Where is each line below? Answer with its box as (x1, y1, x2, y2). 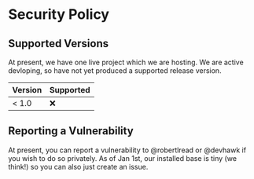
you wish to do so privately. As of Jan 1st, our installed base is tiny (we (8, 153, 237, 163)
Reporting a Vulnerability (8, 124, 134, 138)
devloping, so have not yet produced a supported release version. (8, 66, 222, 75)
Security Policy (8, 5, 110, 24)
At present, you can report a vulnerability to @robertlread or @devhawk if (8, 145, 246, 155)
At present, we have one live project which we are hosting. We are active (8, 57, 244, 67)
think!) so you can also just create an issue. (8, 162, 149, 171)
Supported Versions (8, 37, 109, 50)
